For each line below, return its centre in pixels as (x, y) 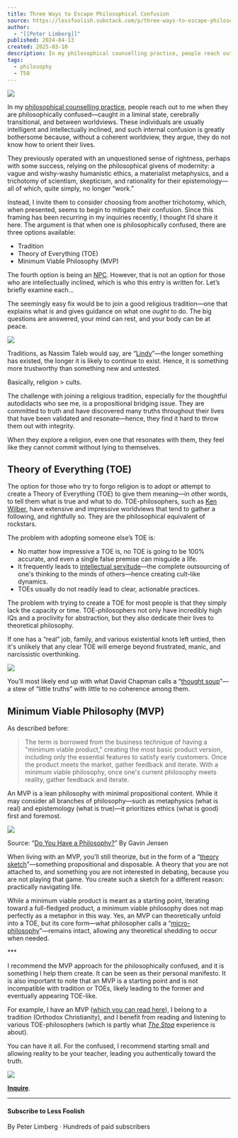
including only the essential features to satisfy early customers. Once (126, 757)
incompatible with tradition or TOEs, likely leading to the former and (106, 988)
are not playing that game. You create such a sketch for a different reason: (116, 879)
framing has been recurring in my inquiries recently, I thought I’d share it (113, 217)
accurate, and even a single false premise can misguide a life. (108, 559)
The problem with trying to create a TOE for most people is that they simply (117, 603)
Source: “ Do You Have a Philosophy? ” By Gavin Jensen (88, 843)
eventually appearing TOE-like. (52, 996)
